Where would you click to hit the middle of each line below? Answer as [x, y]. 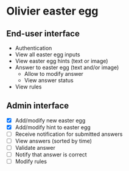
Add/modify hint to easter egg [53, 127]
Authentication [33, 48]
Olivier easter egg [52, 11]
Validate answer [35, 148]
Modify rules [31, 161]
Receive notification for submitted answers [69, 134]
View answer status [49, 80]
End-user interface [43, 34]
